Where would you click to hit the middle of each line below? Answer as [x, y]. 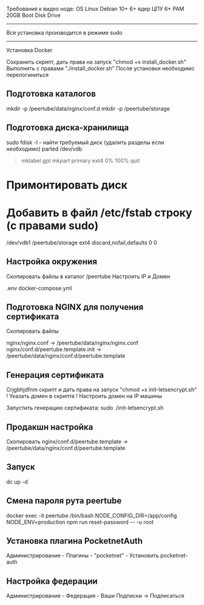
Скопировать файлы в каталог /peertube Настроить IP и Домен [88, 276]
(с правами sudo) [53, 226]
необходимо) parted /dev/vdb [44, 149]
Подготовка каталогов [51, 94]
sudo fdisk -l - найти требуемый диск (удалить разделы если [85, 142]
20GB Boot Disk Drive [33, 15]
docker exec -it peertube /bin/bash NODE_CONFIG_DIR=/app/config [92, 515]
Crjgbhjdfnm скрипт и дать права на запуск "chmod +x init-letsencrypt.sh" [102, 390]
